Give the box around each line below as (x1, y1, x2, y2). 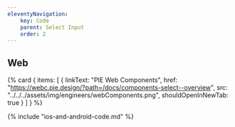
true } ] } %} (7, 98, 43, 107)
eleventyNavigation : (7, 10, 69, 18)
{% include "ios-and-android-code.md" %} (7, 112, 134, 121)
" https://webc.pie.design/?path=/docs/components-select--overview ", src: (7, 83, 228, 92)
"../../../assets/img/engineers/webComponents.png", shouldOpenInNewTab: (7, 91, 229, 100)
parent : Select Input (20, 24, 84, 31)
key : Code (20, 17, 50, 24)
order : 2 (20, 30, 46, 38)
